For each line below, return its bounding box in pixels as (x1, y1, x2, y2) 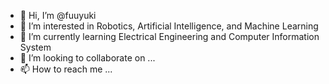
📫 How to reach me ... (19, 63, 113, 75)
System (19, 41, 52, 53)
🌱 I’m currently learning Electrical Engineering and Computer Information (19, 31, 320, 42)
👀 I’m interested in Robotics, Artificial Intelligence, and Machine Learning (19, 20, 319, 32)
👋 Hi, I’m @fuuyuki (19, 10, 97, 21)
